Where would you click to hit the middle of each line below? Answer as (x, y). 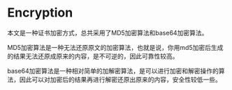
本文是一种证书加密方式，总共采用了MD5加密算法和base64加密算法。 (108, 33)
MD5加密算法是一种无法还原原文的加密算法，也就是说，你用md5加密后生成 (115, 47)
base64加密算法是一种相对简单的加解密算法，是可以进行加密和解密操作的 (113, 71)
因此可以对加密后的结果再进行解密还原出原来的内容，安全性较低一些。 (120, 79)
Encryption (40, 13)
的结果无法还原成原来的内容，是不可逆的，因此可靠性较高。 (93, 56)
